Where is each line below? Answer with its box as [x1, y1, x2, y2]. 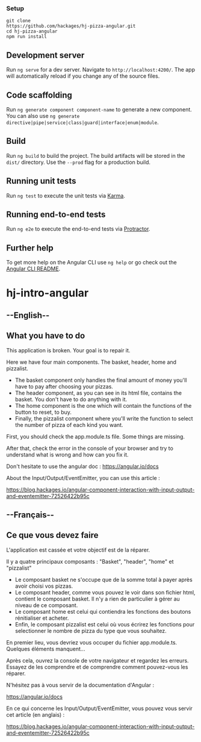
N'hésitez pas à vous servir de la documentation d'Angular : [6, 681, 155, 688]
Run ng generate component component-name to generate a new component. [6, 105, 193, 113]
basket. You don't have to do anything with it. [14, 396, 128, 403]
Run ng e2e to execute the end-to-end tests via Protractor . [6, 225, 150, 232]
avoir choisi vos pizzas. [14, 582, 73, 590]
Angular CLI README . [6, 265, 61, 272]
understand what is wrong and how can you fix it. [6, 450, 129, 458]
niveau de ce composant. [14, 601, 78, 609]
